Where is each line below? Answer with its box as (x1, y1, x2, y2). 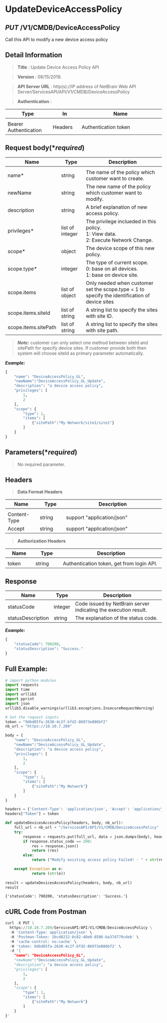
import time (5, 687, 30, 692)
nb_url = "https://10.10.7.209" (5, 724, 72, 729)
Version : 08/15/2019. (17, 74, 62, 80)
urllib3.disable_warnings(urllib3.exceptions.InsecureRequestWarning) (5, 706, 155, 711)
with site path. (85, 327, 119, 334)
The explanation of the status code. (75, 615, 158, 622)
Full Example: (5, 665, 48, 673)
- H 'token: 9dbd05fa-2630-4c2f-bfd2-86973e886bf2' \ (9, 944, 121, 949)
